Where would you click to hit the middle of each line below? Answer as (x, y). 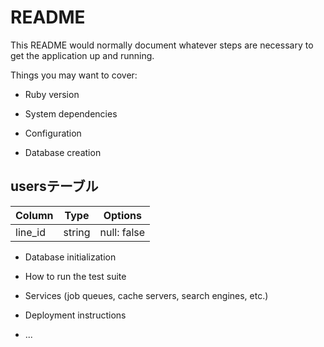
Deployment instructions (75, 315)
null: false (122, 232)
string (77, 232)
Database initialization (70, 257)
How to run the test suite (75, 276)
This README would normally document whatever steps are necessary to (162, 45)
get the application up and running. (82, 55)
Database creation (63, 152)
